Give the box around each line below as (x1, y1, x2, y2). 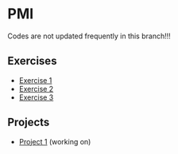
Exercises (7, 54, 57, 68)
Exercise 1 (18, 75, 52, 85)
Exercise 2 (18, 84, 54, 93)
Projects (7, 116, 50, 129)
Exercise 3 (18, 93, 54, 102)
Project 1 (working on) (18, 136, 91, 146)
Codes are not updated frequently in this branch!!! (7, 31, 172, 41)
